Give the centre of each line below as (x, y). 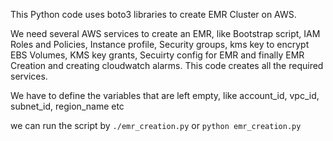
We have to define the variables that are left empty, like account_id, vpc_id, (165, 95)
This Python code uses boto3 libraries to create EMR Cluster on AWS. (153, 14)
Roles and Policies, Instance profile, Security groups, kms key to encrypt (160, 44)
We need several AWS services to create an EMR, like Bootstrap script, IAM (165, 33)
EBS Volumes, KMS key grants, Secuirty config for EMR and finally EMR (157, 55)
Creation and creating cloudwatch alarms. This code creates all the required (167, 65)
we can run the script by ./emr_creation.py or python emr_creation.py (156, 125)
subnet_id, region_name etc (67, 106)
